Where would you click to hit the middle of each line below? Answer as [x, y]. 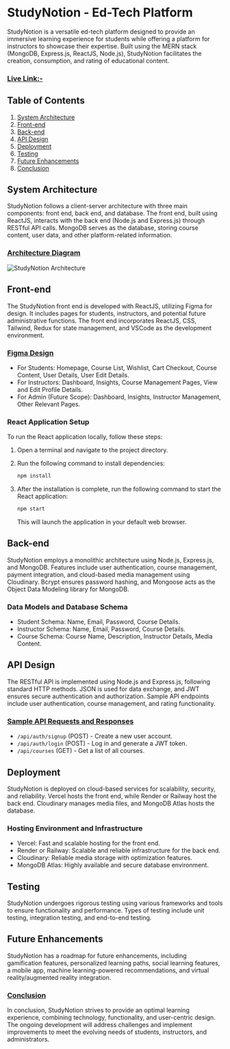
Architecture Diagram [44, 253]
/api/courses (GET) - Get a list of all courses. [81, 751]
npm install [34, 476]
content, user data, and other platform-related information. [90, 235]
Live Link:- [25, 78]
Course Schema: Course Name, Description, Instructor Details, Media [115, 637]
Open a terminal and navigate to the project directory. [92, 450]
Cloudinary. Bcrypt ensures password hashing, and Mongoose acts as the [111, 582]
